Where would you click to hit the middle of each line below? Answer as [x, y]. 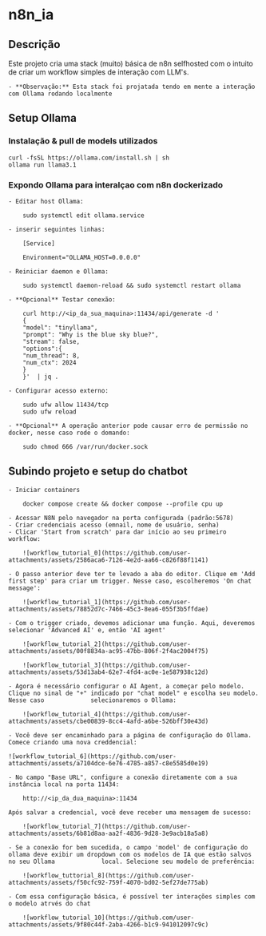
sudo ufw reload [50, 412]
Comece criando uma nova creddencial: [73, 742]
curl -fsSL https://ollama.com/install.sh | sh [89, 158]
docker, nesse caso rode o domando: [69, 433]
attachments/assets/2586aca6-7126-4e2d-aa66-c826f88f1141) [109, 560]
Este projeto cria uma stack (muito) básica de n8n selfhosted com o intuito [131, 63]
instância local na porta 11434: [64, 784]
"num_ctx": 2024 [50, 362]
